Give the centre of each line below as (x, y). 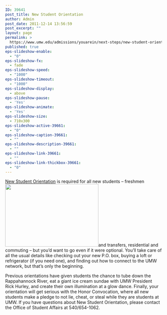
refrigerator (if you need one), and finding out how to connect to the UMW (81, 261)
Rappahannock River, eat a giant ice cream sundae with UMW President (79, 281)
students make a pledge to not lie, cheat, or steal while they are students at (82, 297)
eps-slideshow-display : (30, 88)
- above (18, 93)
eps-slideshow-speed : (28, 70)
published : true (22, 47)
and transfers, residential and (128, 245)
